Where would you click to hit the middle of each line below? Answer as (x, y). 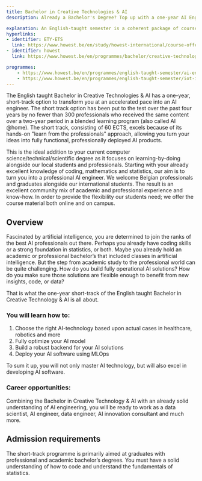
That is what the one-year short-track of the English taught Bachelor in (94, 294)
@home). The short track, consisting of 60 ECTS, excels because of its (94, 128)
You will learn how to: (38, 315)
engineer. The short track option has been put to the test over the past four (99, 108)
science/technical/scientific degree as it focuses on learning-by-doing (93, 159)
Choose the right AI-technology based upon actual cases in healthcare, (103, 329)
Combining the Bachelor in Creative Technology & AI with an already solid (97, 401)
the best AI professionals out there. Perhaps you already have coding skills (99, 243)
